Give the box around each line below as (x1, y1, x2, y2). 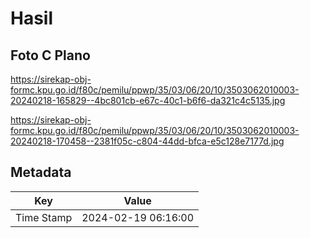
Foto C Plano (10, 47, 91, 64)
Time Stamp (15, 210, 73, 224)
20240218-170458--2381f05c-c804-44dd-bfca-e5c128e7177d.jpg (10, 135, 285, 147)
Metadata (10, 164, 72, 181)
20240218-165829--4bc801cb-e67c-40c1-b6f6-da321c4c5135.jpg (10, 95, 286, 106)
